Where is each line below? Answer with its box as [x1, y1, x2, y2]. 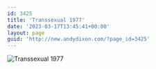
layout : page [7, 29, 45, 37]
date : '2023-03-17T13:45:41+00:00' [7, 23, 110, 30]
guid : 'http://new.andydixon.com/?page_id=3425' [7, 36, 150, 43]
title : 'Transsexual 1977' [7, 17, 85, 23]
